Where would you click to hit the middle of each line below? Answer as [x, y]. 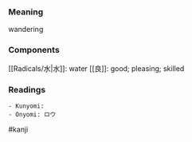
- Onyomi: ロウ [32, 114]
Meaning [26, 12]
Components [34, 50]
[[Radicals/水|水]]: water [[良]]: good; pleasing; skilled [96, 68]
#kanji [18, 129]
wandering [26, 30]
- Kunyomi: [26, 106]
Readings [27, 89]
